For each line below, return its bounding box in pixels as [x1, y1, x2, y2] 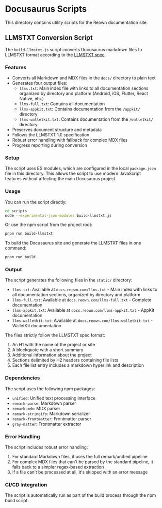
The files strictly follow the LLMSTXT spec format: [5, 332, 105, 338]
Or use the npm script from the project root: [5, 222, 93, 227]
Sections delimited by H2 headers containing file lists [12, 357, 119, 363]
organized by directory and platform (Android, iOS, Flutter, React [19, 91, 148, 96]
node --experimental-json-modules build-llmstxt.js [5, 213, 112, 218]
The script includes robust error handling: [5, 444, 88, 450]
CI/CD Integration [5, 481, 48, 488]
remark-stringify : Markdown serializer [12, 411, 91, 416]
